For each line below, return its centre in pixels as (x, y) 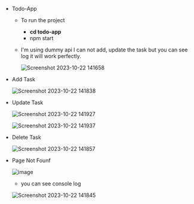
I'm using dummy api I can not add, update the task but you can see (104, 50)
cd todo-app (45, 32)
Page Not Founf (31, 160)
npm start (41, 38)
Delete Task (27, 137)
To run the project (43, 20)
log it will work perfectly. (51, 56)
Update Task (27, 102)
